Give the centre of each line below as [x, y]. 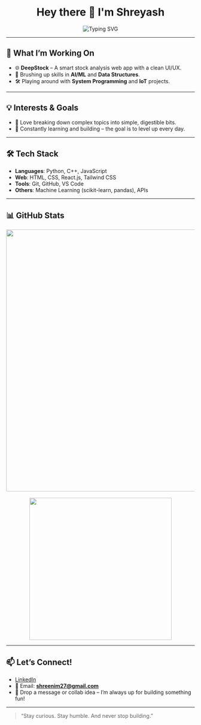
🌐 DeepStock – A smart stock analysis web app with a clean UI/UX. [98, 68]
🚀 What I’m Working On [50, 53]
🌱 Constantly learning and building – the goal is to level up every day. [100, 129]
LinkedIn [25, 680]
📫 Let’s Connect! [39, 662]
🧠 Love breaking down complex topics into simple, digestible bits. [95, 122]
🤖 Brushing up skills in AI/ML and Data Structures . [77, 74]
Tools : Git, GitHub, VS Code [49, 184]
